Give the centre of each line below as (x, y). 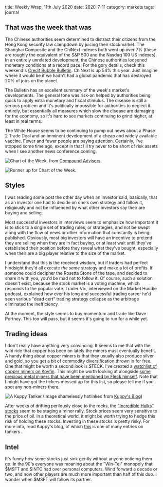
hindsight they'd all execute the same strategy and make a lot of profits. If (79, 268)
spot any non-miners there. (32, 387)
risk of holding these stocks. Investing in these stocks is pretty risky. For (77, 421)
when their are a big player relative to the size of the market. (65, 253)
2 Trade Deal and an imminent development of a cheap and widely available (81, 135)
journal (12, 12)
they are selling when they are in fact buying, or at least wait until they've (78, 243)
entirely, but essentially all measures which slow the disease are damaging (80, 111)
